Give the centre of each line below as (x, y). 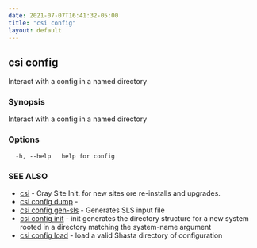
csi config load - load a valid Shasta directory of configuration (121, 235)
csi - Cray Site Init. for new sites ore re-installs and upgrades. (120, 193)
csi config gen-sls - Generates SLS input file (92, 210)
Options (24, 139)
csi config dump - (49, 202)
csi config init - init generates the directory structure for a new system (134, 219)
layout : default (35, 30)
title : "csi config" (42, 23)
